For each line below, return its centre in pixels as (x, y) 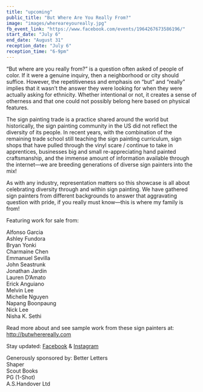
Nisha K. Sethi (24, 316)
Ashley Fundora (26, 238)
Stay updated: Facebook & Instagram (52, 346)
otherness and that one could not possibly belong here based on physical (98, 101)
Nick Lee (17, 309)
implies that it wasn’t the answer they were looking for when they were (95, 88)
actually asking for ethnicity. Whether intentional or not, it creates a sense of (101, 94)
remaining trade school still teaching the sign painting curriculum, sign (94, 139)
